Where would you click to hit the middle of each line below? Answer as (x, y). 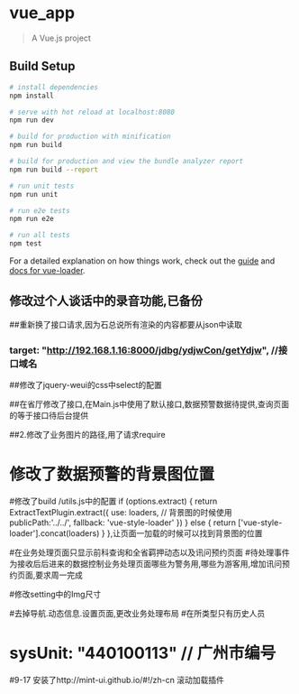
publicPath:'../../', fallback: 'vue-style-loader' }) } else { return (123, 523)
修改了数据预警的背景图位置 (112, 474)
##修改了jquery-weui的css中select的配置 (86, 385)
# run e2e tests (40, 210)
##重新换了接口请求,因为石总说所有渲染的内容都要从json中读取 (126, 324)
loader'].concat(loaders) (54, 533)
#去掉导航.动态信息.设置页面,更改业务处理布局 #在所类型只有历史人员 (137, 614)
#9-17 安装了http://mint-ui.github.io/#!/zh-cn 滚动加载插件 (117, 680)
